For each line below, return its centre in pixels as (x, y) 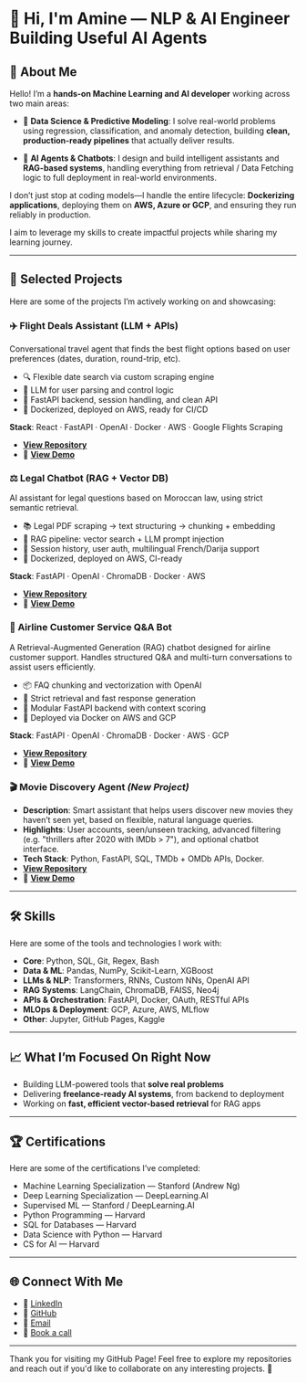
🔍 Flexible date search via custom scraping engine (118, 377)
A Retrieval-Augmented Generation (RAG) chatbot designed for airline (140, 647)
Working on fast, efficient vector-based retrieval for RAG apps (142, 1103)
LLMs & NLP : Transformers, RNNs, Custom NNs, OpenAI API (136, 980)
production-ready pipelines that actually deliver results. (128, 140)
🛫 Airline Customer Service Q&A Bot (91, 628)
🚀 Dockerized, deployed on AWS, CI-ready (102, 559)
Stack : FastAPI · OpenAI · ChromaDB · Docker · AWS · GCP (119, 735)
